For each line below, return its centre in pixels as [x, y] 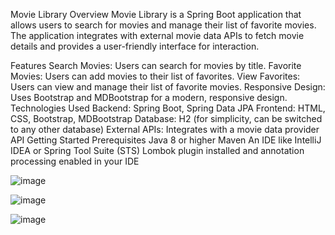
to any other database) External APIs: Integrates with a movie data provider [165, 129]
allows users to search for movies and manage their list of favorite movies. [163, 25]
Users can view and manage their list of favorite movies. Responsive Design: [168, 87]
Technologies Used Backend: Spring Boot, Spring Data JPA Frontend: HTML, [168, 108]
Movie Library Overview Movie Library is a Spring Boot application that [156, 14]
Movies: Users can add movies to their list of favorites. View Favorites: [155, 76]
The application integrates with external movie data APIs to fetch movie [157, 35]
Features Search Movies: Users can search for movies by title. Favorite [156, 65]
